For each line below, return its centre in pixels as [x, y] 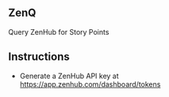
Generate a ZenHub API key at [69, 76]
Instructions [39, 57]
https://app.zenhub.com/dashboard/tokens [90, 84]
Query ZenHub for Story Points [59, 32]
